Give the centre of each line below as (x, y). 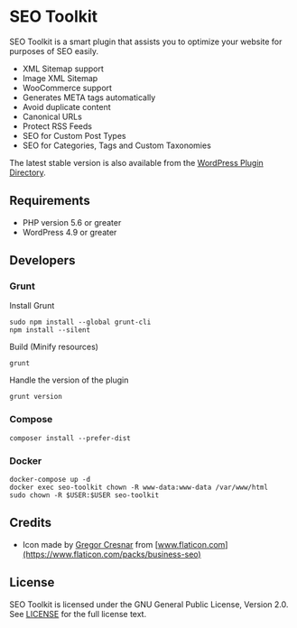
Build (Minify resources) (54, 347)
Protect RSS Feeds (57, 126)
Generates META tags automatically (89, 97)
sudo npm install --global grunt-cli (80, 322)
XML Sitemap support (63, 69)
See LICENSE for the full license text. (78, 614)
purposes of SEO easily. (54, 51)
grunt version (36, 397)
